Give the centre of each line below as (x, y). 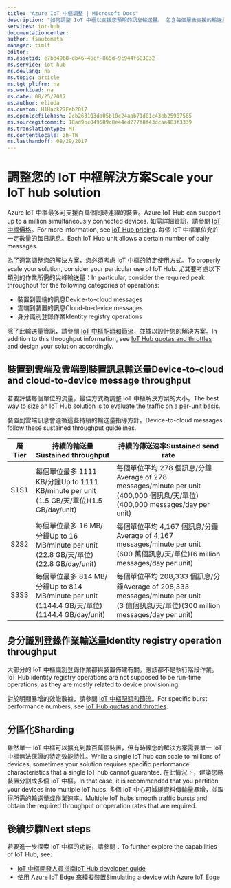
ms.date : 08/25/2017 (37, 97)
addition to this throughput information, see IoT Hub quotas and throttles (110, 339)
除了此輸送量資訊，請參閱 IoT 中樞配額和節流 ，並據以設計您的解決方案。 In (112, 332)
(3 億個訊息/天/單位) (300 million (168, 605)
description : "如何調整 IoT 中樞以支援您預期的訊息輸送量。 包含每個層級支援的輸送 (114, 20)
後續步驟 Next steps (49, 829)
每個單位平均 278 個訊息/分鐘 (164, 468)
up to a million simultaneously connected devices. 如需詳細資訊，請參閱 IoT (114, 221)
